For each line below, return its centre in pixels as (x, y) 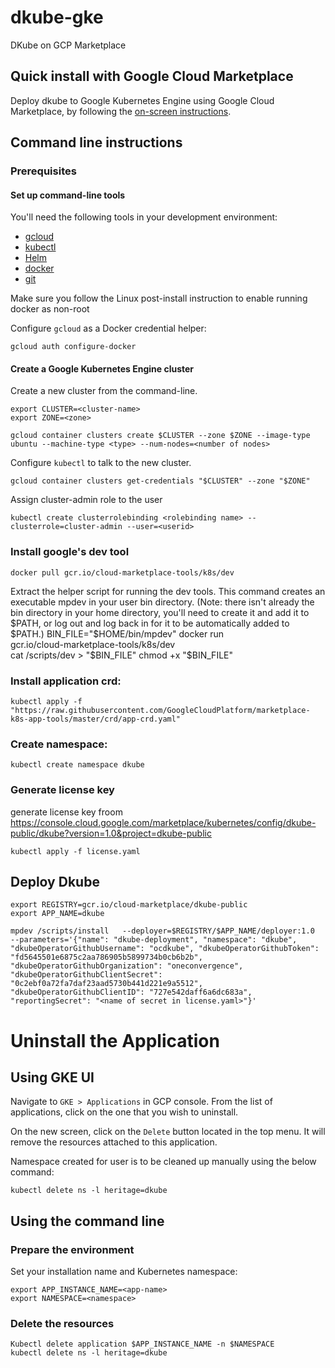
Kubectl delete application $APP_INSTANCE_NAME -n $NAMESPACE (142, 1344)
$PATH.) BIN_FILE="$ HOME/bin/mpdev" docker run (117, 633)
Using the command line (87, 1221)
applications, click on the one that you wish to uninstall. (124, 1112)
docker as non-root (50, 309)
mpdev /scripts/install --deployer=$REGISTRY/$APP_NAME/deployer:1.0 (162, 931)
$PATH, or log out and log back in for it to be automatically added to (150, 623)
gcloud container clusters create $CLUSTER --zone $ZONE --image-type (160, 436)
